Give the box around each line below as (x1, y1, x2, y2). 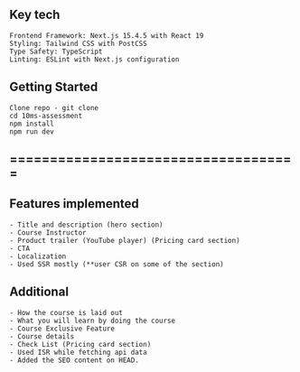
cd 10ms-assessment (9, 111, 83, 120)
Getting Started (9, 79, 98, 95)
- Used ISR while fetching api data (9, 348, 147, 357)
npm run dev (9, 126, 54, 136)
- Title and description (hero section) (9, 220, 164, 229)
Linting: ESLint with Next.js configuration (9, 54, 180, 64)
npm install (9, 119, 54, 128)
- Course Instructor (9, 228, 88, 237)
